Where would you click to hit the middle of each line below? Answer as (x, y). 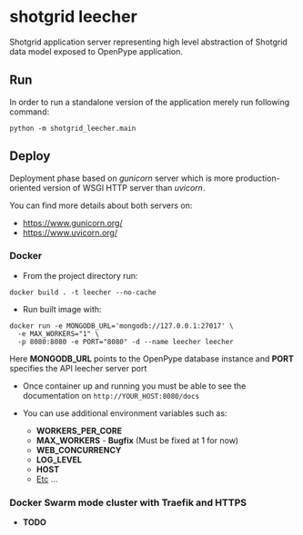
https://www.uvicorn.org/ (70, 233)
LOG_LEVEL (59, 460)
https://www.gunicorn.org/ (72, 223)
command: (30, 112)
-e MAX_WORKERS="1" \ (59, 333)
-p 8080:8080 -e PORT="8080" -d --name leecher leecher (126, 342)
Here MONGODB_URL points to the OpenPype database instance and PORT (151, 358)
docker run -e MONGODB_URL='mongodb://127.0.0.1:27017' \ (121, 326)
